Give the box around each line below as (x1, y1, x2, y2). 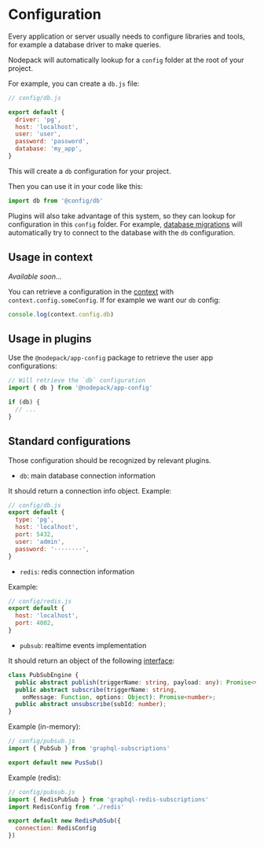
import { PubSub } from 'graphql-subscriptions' (8, 745, 170, 753)
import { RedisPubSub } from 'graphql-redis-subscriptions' (8, 795, 210, 804)
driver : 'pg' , (15, 116, 61, 124)
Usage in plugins (8, 332, 92, 346)
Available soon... (8, 272, 62, 281)
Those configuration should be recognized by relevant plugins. (8, 455, 211, 465)
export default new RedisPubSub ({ (8, 817, 122, 825)
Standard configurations (8, 435, 131, 448)
